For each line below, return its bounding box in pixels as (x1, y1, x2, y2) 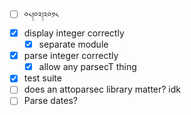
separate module (38, 38, 109, 51)
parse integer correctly (23, 50, 119, 62)
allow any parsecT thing (38, 61, 137, 73)
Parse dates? (23, 95, 78, 107)
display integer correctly (23, 27, 125, 39)
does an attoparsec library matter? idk (23, 83, 182, 96)
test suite (23, 72, 62, 84)
